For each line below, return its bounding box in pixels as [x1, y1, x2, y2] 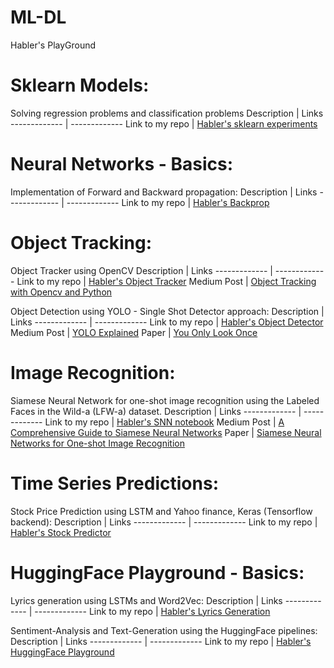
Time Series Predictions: [10, 472, 219, 495]
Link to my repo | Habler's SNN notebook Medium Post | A [44, 416, 285, 428]
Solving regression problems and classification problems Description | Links [10, 107, 324, 119]
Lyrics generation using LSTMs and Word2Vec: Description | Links [10, 594, 283, 606]
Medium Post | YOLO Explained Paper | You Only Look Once [10, 326, 258, 338]
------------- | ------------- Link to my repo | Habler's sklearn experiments [10, 117, 318, 130]
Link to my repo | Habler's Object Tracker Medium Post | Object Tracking [16, 275, 317, 287]
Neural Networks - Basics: [10, 153, 234, 176]
